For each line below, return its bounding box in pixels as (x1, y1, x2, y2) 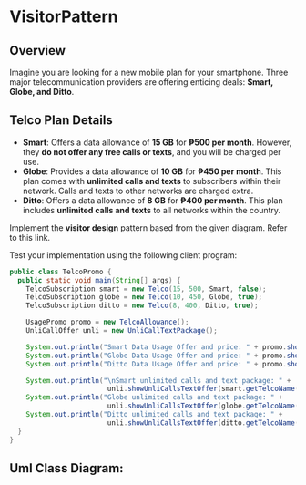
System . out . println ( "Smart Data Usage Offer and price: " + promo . (25, 342, 287, 352)
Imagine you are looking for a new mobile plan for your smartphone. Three (9, 67, 289, 77)
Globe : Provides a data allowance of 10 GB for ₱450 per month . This (22, 166, 282, 177)
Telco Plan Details (9, 112, 114, 129)
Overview (9, 43, 66, 58)
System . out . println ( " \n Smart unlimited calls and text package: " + (25, 376, 291, 385)
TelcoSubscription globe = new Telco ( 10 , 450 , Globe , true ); (25, 293, 263, 302)
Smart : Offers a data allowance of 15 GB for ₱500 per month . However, (22, 137, 292, 148)
